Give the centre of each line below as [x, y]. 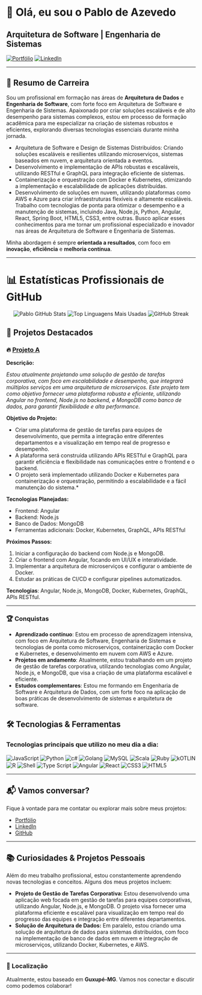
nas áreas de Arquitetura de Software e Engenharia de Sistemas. [95, 231]
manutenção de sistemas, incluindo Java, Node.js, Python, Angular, [98, 212]
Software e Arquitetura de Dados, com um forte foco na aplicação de [100, 692]
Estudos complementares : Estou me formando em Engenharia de [97, 685]
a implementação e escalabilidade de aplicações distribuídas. [91, 186]
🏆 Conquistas [28, 619]
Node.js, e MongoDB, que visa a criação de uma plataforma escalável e [103, 673]
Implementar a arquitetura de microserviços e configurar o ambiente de [103, 567]
